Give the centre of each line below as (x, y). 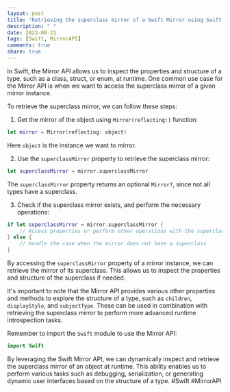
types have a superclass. (42, 191)
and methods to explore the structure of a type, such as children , (100, 298)
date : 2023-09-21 (32, 33)
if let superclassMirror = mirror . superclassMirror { (86, 224)
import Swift (26, 346)
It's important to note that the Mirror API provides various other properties (111, 291)
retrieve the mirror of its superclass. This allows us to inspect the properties (114, 270)
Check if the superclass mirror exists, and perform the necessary (109, 205)
